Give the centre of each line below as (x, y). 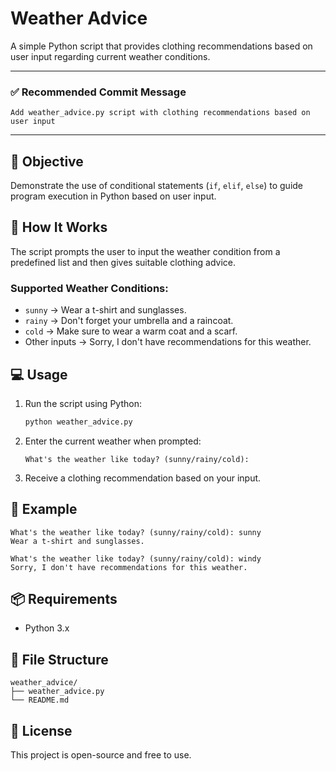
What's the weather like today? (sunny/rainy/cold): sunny (136, 532)
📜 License (41, 730)
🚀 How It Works (59, 227)
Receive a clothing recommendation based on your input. (143, 478)
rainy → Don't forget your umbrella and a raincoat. (129, 321)
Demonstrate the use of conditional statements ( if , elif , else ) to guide (157, 186)
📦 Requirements (64, 599)
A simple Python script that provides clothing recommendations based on (161, 46)
